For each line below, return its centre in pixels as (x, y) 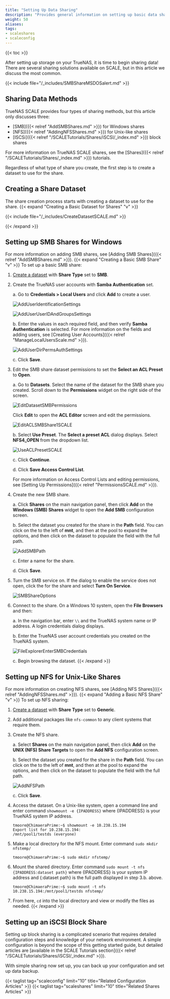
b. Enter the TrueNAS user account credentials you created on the (81, 636)
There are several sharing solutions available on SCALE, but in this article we (85, 68)
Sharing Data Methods (41, 99)
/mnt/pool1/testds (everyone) (45, 834)
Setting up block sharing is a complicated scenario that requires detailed (81, 934)
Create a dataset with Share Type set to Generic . (64, 710)
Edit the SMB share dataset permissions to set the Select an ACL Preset (88, 369)
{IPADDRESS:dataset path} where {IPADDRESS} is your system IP (80, 872)
